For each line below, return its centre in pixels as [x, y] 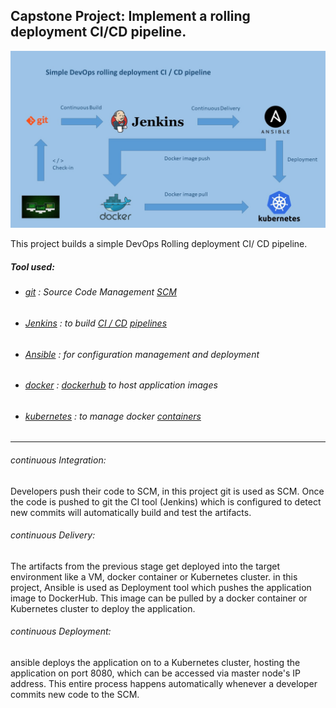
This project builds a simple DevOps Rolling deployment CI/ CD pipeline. [159, 244]
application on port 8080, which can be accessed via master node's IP [156, 673]
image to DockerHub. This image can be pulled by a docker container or [159, 598]
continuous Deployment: [61, 631]
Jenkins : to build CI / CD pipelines [96, 323]
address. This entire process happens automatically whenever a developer [164, 683]
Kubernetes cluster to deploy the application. [103, 608]
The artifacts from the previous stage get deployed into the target [145, 566]
